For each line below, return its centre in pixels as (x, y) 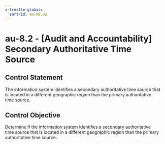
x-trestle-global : (24, 10)
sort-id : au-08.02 (29, 14)
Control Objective (33, 115)
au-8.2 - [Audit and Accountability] (79, 39)
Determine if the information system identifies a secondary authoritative (78, 127)
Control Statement (34, 77)
